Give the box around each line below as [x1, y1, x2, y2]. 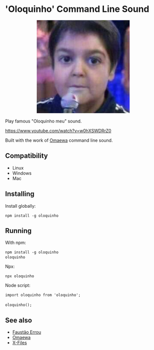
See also [5, 316, 32, 324]
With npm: [5, 239, 26, 246]
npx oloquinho [5, 274, 35, 279]
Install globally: [5, 203, 36, 209]
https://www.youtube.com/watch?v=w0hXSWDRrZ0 [5, 127, 111, 133]
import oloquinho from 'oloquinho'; [5, 292, 81, 298]
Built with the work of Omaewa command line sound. [5, 137, 113, 143]
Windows [12, 170, 32, 176]
